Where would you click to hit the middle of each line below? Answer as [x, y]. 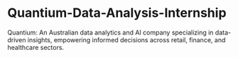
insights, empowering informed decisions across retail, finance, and [126, 39]
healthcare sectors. [36, 47]
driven [17, 39]
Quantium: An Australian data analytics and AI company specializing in [110, 32]
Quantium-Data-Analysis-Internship [117, 13]
